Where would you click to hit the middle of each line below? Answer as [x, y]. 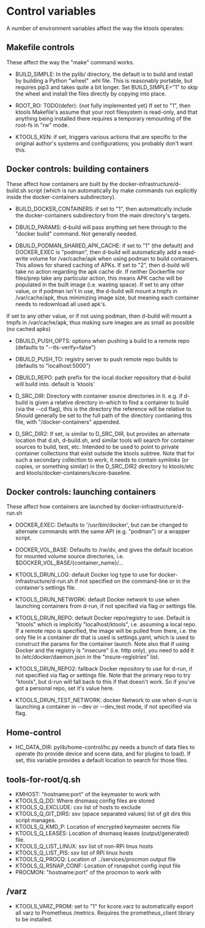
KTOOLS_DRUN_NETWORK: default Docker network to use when [97, 600]
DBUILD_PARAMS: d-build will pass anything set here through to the [101, 227]
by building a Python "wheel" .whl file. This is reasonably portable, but [104, 80]
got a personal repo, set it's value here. [65, 688]
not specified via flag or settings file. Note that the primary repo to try [103, 675]
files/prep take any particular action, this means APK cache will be [99, 278]
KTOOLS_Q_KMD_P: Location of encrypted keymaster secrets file [98, 827]
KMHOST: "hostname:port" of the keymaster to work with [88, 794]
